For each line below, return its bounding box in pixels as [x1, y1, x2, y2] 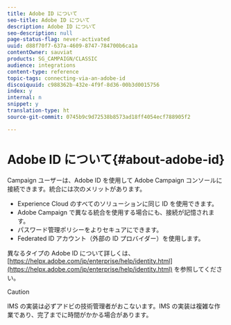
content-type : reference [7, 68, 79, 75]
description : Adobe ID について [7, 23, 96, 30]
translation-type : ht [7, 107, 70, 114]
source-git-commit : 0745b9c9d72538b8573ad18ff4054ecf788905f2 [7, 113, 191, 120]
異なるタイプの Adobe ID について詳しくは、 [7, 249, 135, 257]
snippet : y [7, 101, 39, 108]
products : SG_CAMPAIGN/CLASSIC [7, 56, 98, 62]
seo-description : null [7, 29, 73, 37]
